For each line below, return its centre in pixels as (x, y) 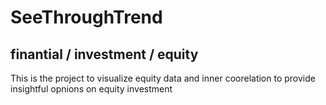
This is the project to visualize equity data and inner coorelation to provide (163, 78)
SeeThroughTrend (86, 17)
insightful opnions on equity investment (91, 89)
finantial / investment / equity (104, 54)
